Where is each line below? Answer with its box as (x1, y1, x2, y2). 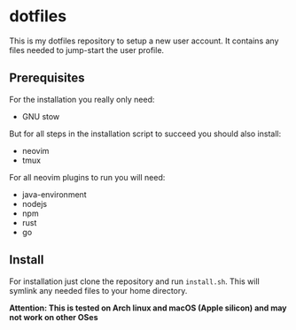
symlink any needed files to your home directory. (9, 285, 188, 295)
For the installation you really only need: (9, 94, 155, 104)
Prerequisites (9, 71, 85, 86)
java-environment (21, 188, 87, 200)
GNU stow (21, 111, 60, 121)
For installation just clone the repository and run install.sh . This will (9, 276, 260, 287)
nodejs (21, 198, 47, 209)
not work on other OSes (9, 311, 98, 322)
